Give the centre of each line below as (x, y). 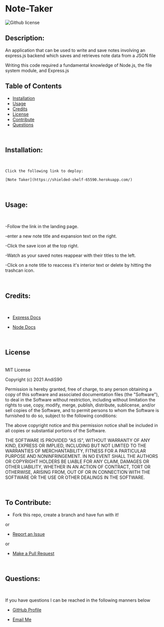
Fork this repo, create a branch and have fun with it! (66, 515)
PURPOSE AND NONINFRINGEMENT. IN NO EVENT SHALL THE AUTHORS (82, 456)
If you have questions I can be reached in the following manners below (78, 600)
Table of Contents (34, 86)
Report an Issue (28, 534)
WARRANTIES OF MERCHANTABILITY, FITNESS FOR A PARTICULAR (76, 451)
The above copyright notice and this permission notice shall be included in (82, 425)
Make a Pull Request (33, 553)
